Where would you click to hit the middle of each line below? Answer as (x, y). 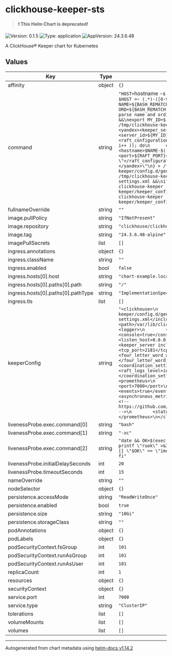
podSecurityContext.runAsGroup (47, 555)
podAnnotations (27, 530)
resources (20, 580)
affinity (16, 85)
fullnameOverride (29, 209)
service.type (23, 605)
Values (17, 62)
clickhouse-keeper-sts (55, 9)
